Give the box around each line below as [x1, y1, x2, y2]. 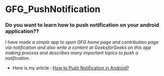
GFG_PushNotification [5, 4, 101, 15]
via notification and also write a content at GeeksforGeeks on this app [5, 44, 151, 51]
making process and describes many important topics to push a [5, 50, 138, 56]
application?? [5, 28, 39, 35]
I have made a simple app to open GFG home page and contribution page [5, 39, 159, 45]
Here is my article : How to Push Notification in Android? [12, 65, 129, 71]
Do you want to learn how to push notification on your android [5, 22, 159, 29]
